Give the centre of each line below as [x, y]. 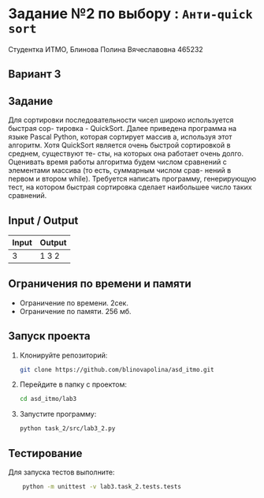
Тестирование [45, 453]
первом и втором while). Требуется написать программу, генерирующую [132, 179]
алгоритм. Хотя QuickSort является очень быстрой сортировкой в [119, 145]
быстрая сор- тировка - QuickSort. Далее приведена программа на [123, 129]
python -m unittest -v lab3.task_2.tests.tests [102, 487]
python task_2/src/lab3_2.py [67, 429]
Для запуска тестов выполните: [61, 472]
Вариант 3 [35, 75]
